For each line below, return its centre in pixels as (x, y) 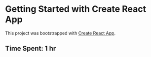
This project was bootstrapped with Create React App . (60, 33)
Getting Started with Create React (76, 9)
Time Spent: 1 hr (31, 48)
